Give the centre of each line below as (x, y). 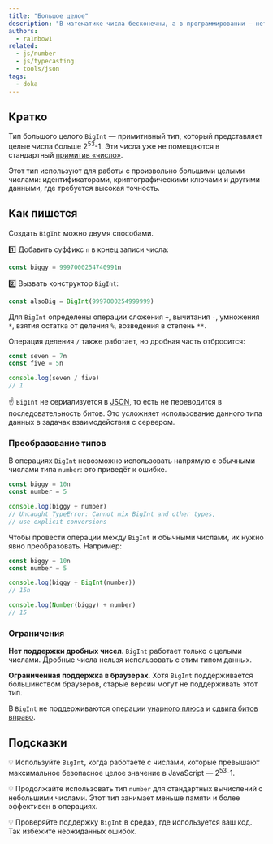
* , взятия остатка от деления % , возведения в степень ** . (108, 325)
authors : (23, 31)
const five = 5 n (36, 364)
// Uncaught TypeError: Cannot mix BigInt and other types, (113, 514)
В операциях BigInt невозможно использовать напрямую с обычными (132, 461)
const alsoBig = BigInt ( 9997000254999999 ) (81, 301)
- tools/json (38, 69)
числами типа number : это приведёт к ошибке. (88, 470)
